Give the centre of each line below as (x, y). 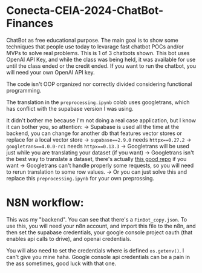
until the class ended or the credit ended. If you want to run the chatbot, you (101, 66)
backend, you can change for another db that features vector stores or (94, 133)
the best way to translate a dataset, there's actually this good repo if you (96, 159)
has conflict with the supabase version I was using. (70, 108)
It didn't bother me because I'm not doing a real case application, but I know (101, 120)
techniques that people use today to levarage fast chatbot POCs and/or (95, 47)
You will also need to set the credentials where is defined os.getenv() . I (95, 250)
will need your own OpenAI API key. (50, 72)
